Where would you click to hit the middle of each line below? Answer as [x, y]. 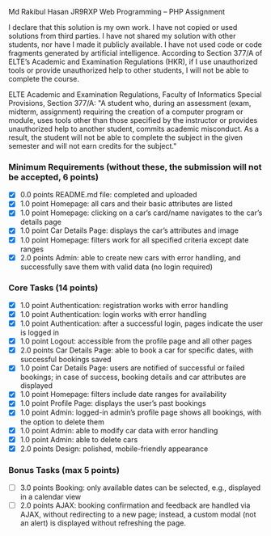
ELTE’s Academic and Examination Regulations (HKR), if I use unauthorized [133, 61]
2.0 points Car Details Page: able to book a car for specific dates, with [137, 350]
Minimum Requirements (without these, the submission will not [135, 167]
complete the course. [44, 79]
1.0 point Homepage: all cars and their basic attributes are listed [126, 204]
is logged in [39, 333]
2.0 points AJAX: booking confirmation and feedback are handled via [135, 505]
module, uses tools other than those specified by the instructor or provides [133, 120]
